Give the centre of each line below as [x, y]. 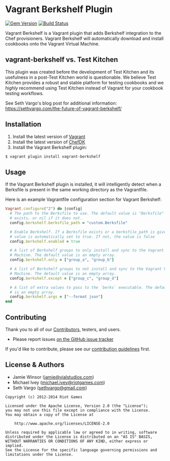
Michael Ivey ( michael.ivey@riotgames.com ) [59, 382]
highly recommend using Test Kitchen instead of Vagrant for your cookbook [84, 88]
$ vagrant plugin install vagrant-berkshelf [53, 157]
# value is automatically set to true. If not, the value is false [82, 237]
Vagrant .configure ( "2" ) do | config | [44, 209]
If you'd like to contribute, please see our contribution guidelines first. [78, 349]
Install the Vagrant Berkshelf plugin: [50, 147]
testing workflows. [25, 93]
